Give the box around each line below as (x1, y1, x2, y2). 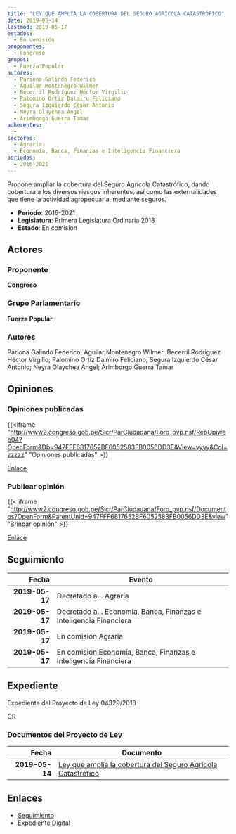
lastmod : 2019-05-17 (7, 23, 68, 30)
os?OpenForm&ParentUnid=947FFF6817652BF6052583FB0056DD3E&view (7, 513, 226, 521)
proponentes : (7, 43, 46, 50)
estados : (7, 30, 33, 37)
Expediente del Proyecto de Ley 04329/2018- (7, 698, 139, 707)
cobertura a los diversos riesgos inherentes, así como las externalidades (7, 187, 218, 195)
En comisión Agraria (56, 631, 124, 641)
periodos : (7, 154, 37, 162)
